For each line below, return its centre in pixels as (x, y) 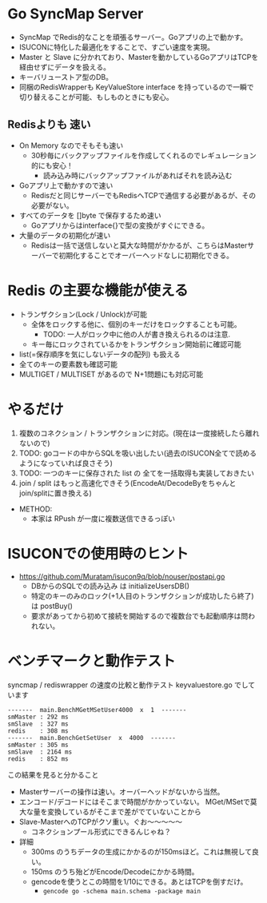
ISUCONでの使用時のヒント (98, 553)
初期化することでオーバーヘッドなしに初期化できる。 (146, 255)
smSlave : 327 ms (38, 724)
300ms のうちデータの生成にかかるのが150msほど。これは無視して (141, 851)
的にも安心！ (52, 165)
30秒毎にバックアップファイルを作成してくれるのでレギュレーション (143, 155)
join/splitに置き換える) (56, 493)
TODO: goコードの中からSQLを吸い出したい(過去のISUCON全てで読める (138, 453)
